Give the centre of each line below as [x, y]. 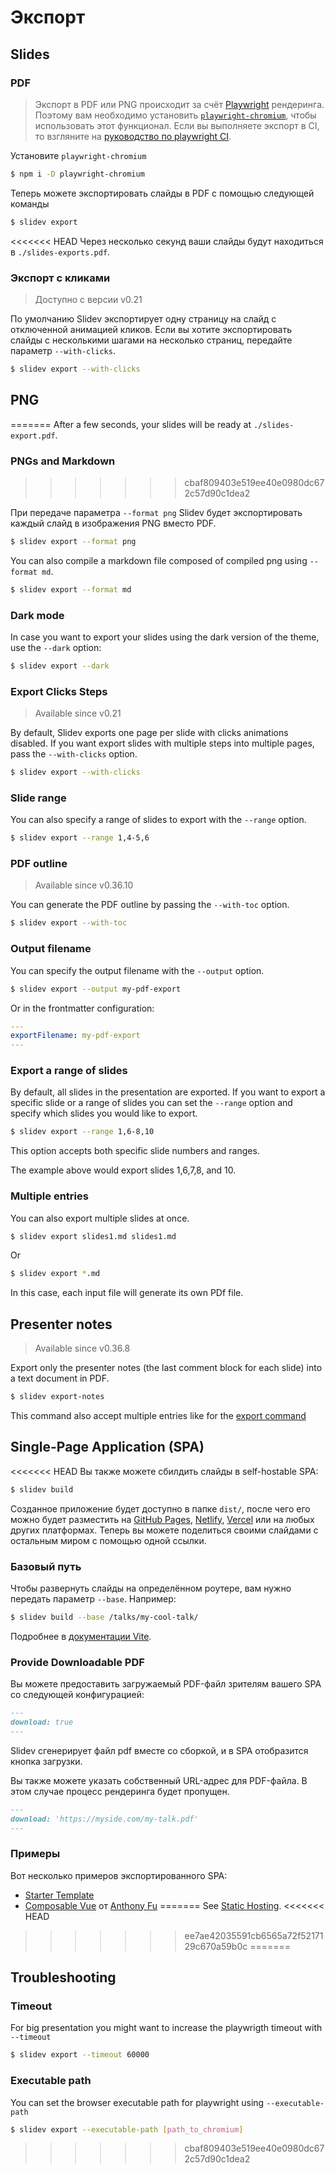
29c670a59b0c [216, 1946]
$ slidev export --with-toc [69, 923]
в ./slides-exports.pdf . [60, 252]
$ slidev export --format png [73, 541]
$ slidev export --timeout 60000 [80, 2055]
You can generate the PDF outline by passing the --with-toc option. [150, 905]
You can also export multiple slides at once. [100, 1218]
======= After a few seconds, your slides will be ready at [131, 424]
